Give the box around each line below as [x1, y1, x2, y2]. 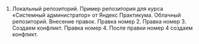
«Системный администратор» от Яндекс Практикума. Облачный [12, 11, 181, 19]
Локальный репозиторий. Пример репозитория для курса [12, 5, 163, 12]
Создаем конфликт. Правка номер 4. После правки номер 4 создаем [12, 24, 193, 31]
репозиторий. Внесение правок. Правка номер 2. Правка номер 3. [12, 18, 187, 25]
